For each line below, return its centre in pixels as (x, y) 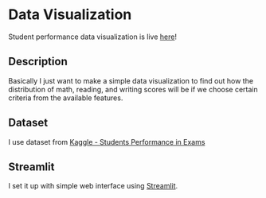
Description (38, 62)
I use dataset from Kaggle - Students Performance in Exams (107, 142)
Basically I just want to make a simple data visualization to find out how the (131, 80)
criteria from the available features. (66, 98)
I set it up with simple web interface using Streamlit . (93, 186)
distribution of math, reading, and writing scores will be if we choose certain (133, 89)
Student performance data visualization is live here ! (93, 37)
